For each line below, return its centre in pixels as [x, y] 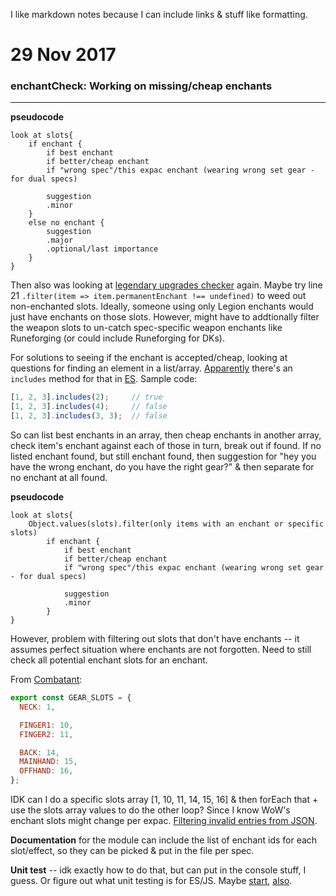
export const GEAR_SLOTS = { [71, 698]
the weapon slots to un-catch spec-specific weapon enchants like [146, 328]
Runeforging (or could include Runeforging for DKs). [117, 338]
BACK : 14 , [39, 752]
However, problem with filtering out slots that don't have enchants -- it [155, 639]
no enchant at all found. [59, 478]
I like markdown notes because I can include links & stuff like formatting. [159, 14]
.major [60, 240]
